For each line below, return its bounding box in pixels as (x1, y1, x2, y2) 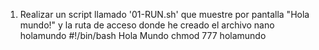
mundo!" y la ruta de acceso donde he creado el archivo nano (19, 19, 275, 31)
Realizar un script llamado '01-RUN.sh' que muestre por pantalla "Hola (19, 9, 310, 20)
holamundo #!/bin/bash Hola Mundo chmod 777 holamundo (19, 30, 267, 41)
